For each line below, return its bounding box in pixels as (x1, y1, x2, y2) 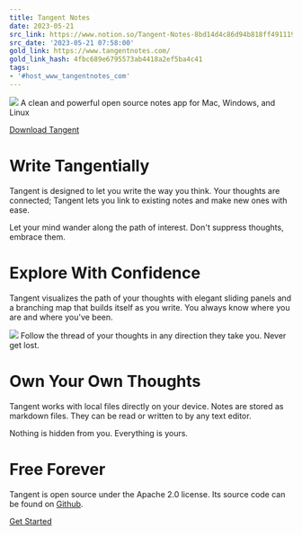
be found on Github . (9, 498, 84, 509)
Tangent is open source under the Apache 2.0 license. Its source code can (9, 488, 286, 499)
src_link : (9, 30, 47, 39)
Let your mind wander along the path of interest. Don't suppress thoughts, (9, 222, 285, 232)
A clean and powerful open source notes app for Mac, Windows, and (20, 97, 276, 108)
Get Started (9, 515, 52, 526)
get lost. (9, 339, 40, 350)
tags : (9, 64, 30, 73)
